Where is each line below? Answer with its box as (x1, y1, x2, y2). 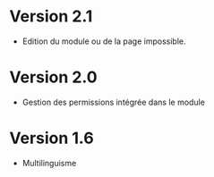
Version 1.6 (9, 128, 94, 148)
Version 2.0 (9, 67, 98, 88)
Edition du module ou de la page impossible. (21, 36, 186, 46)
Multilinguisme (21, 157, 77, 168)
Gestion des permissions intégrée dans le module (21, 97, 206, 107)
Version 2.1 (9, 6, 93, 27)
